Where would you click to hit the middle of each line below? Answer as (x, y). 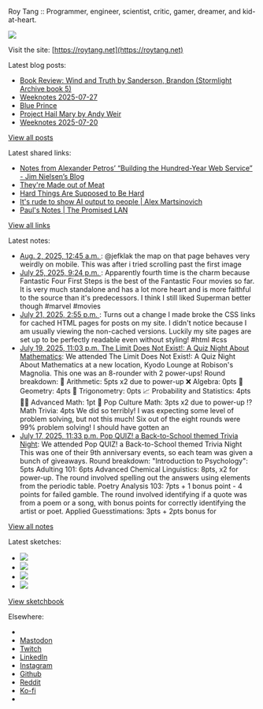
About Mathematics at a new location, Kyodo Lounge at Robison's (126, 365)
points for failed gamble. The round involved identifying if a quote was (133, 494)
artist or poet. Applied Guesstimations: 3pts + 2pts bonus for (118, 511)
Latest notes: (29, 241)
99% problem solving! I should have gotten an (94, 427)
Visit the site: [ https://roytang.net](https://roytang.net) (96, 50)
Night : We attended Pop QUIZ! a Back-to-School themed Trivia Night (131, 444)
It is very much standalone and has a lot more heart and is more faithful (135, 289)
